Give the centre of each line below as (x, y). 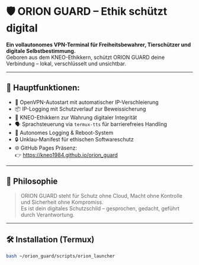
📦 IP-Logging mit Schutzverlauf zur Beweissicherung (80, 109)
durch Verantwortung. (48, 214)
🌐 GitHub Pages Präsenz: (46, 148)
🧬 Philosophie (32, 182)
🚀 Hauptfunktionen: (43, 88)
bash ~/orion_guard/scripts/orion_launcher (61, 256)
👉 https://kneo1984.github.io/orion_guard (66, 154)
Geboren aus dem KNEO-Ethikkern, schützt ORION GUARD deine (85, 57)
